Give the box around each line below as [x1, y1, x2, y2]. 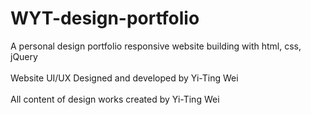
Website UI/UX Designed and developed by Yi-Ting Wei [10, 72, 239, 84]
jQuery [10, 50, 38, 62]
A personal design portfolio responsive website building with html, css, [10, 40, 302, 52]
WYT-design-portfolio [10, 7, 200, 30]
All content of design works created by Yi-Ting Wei [10, 93, 220, 105]
